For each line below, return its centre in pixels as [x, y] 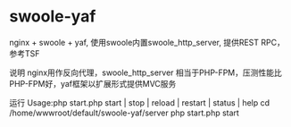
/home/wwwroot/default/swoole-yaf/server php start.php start [124, 113]
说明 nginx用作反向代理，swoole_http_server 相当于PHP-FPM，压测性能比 [146, 72]
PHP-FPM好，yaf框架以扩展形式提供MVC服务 [93, 83]
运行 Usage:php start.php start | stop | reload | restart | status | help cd [140, 102]
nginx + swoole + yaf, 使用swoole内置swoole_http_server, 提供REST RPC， [147, 42]
